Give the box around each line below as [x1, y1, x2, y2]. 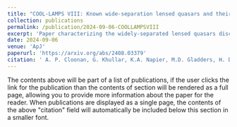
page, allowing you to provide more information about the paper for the [7, 90, 214, 99]
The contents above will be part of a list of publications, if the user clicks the [7, 75, 229, 84]
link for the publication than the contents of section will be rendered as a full [7, 83, 229, 92]
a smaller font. [7, 113, 49, 121]
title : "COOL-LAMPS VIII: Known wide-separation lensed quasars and [7, 10, 213, 18]
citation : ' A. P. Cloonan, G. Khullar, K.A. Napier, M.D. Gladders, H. [7, 56, 226, 64]
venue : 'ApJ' [7, 43, 46, 50]
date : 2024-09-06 [7, 37, 59, 44]
